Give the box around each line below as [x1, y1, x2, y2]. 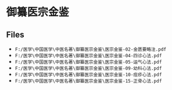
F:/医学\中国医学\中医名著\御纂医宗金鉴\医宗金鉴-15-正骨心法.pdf [14, 78, 162, 84]
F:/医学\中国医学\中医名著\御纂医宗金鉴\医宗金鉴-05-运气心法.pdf [14, 59, 162, 65]
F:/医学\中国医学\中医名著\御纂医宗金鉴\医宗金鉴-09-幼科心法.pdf [14, 66, 162, 72]
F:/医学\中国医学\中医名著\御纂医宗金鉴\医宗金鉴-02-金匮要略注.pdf [14, 46, 167, 52]
